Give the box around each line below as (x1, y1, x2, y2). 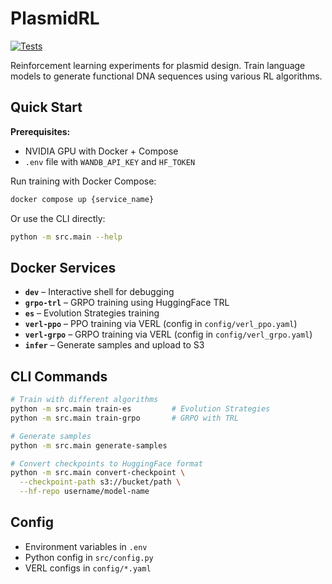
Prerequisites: (10, 125, 71, 137)
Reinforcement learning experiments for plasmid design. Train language (10, 59, 306, 71)
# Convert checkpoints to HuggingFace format (10, 458, 203, 469)
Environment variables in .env (24, 540, 148, 552)
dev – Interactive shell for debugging (24, 286, 175, 298)
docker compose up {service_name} (10, 194, 155, 204)
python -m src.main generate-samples (10, 440, 168, 451)
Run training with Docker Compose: (10, 175, 157, 187)
